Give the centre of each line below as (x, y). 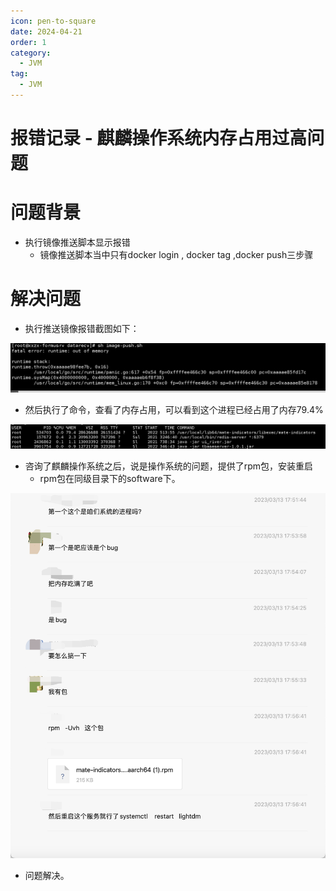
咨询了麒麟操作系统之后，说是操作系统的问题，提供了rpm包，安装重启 (169, 466)
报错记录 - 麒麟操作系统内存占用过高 (159, 138)
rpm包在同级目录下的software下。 (110, 479)
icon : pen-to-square (53, 21)
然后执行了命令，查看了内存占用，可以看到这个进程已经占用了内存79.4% (174, 409)
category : (31, 53)
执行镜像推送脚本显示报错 (77, 242)
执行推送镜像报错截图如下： (82, 328)
